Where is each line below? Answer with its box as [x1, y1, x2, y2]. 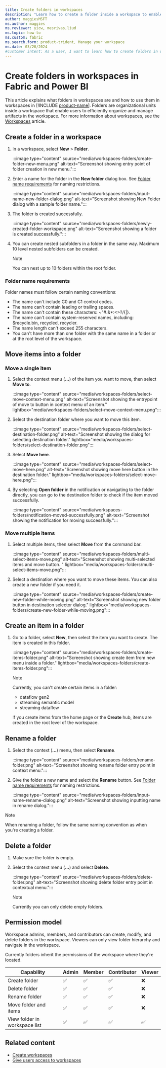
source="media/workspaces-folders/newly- [62, 221, 152, 227]
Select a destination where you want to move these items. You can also [12, 576, 158, 582]
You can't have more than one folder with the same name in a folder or [12, 330, 156, 336]
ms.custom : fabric [5, 35, 43, 40]
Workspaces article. [5, 118, 46, 124]
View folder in [7, 1015, 40, 1022]
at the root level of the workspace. [12, 335, 83, 341]
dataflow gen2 [19, 694, 49, 700]
